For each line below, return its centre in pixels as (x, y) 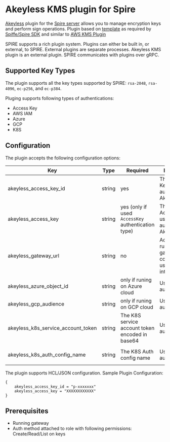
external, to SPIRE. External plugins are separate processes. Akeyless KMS (83, 49)
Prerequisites (27, 411)
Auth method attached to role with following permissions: (72, 429)
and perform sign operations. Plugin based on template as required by (78, 28)
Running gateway (31, 423)
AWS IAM (23, 113)
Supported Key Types (40, 71)
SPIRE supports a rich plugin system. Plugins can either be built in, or (77, 44)
